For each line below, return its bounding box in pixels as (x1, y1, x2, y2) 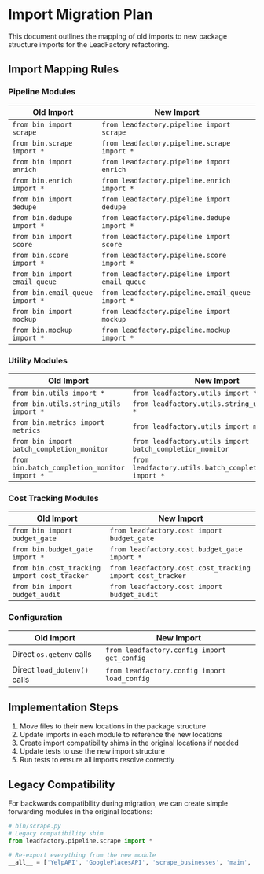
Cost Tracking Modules (8, 492, 100, 503)
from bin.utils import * (12, 388, 105, 397)
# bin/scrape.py (8, 822, 61, 831)
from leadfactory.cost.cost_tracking (109, 564, 251, 573)
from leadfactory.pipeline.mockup (101, 325, 231, 334)
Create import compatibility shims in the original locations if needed (19, 738, 239, 748)
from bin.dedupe (12, 213, 73, 222)
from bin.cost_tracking (12, 564, 101, 573)
